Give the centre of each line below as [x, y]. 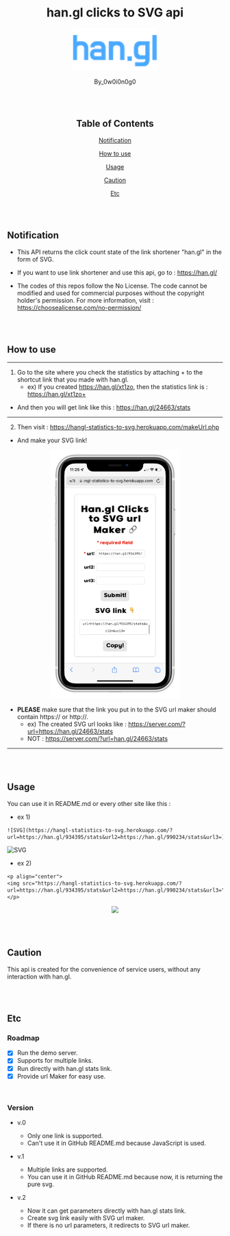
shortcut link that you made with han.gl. [73, 380]
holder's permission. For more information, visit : [85, 300]
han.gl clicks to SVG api [115, 13]
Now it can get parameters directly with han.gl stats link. [106, 1211]
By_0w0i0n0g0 [115, 81]
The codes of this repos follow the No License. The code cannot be [112, 286]
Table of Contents [115, 124]
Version [21, 1107]
